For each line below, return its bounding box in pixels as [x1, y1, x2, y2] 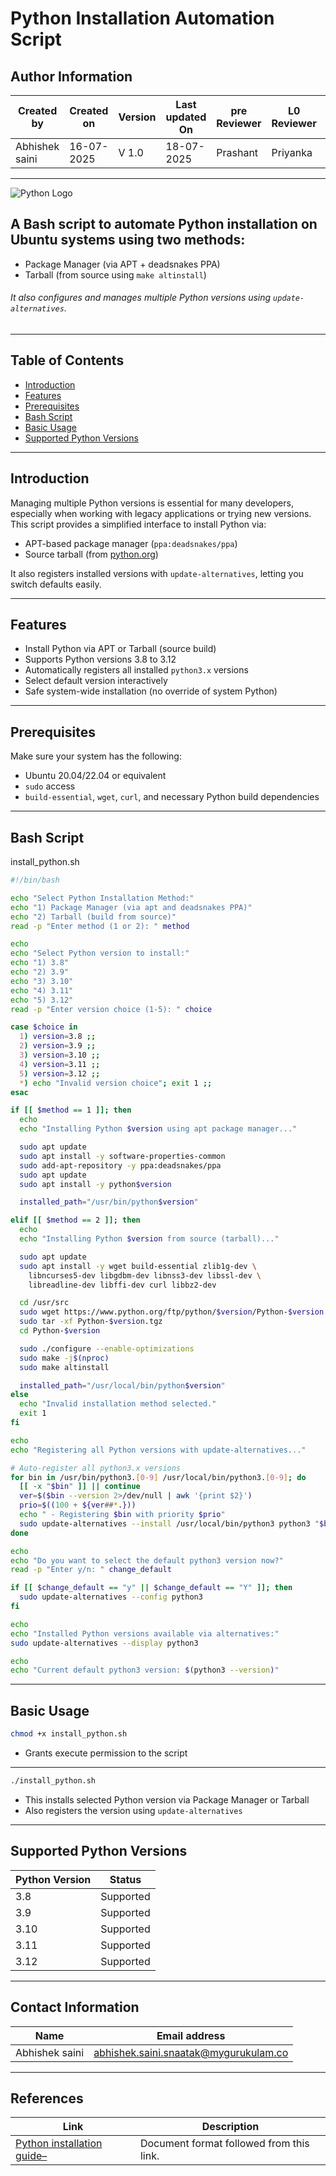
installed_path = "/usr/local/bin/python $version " [19, 1380, 226, 1391]
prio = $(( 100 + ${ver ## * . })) [19, 1500, 137, 1511]
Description [201, 2120, 260, 2134]
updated [165, 110, 207, 124]
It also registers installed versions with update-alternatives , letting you [10, 567, 304, 579]
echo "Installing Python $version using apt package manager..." [19, 1124, 298, 1134]
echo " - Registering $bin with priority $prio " [19, 1510, 226, 1520]
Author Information [10, 68, 133, 85]
